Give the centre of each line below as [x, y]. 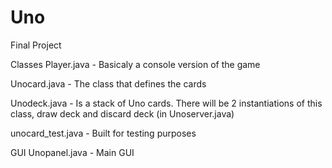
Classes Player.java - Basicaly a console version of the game [135, 64]
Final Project [36, 45]
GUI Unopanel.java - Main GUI [72, 152]
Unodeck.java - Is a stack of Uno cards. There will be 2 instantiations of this [166, 103]
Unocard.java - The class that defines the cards [108, 83]
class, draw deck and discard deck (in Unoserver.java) [122, 113]
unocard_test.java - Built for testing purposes [103, 133]
